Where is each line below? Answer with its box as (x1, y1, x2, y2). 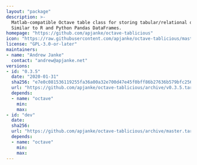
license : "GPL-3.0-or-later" (6, 42, 77, 47)
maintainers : (6, 47, 38, 53)
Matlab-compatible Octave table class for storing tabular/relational (11, 19, 188, 25)
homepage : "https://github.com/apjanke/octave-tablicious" (6, 30, 154, 36)
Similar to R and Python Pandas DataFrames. (11, 25, 122, 31)
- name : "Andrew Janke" (6, 52, 64, 58)
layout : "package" (6, 8, 51, 15)
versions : (6, 63, 30, 69)
